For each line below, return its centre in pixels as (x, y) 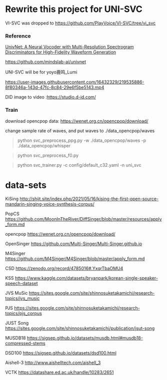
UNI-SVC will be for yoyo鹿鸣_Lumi (41, 72)
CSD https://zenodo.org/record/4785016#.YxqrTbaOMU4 (64, 269)
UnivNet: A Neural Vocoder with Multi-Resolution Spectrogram (69, 47)
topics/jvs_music (22, 299)
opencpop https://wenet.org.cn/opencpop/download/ (60, 234)
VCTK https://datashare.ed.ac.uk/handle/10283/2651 (59, 373)
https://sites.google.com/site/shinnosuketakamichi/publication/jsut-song (80, 329)
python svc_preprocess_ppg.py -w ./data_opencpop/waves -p (82, 140)
